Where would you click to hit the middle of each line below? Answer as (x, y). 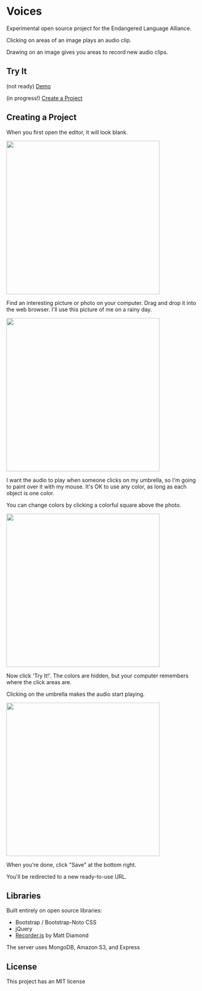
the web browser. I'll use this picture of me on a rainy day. (79, 309)
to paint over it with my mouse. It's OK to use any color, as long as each (96, 487)
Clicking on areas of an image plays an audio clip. (69, 40)
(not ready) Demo (28, 86)
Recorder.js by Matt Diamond (52, 935)
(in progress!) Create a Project (44, 98)
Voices (24, 11)
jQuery (24, 929)
